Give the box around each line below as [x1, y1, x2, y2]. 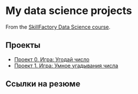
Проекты [5, 40, 41, 50]
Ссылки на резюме [5, 79, 81, 89]
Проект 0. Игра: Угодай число [14, 55, 90, 62]
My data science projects [5, 4, 132, 18]
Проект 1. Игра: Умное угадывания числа [14, 62, 119, 69]
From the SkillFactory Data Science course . [5, 23, 111, 30]
